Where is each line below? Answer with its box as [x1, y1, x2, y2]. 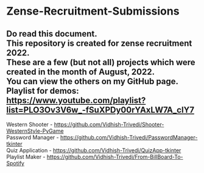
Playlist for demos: [6, 85, 79, 96]
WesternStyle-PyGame [6, 127, 64, 135]
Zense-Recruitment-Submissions [6, 4, 180, 18]
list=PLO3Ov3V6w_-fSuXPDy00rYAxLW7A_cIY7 [6, 105, 195, 115]
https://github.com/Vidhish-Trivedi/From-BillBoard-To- [46, 154, 184, 160]
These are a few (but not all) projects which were [6, 57, 196, 68]
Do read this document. [6, 29, 97, 39]
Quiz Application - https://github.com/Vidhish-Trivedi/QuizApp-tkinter [6, 147, 181, 154]
